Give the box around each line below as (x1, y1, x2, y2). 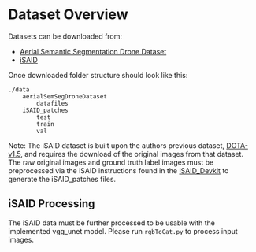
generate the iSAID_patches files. (8, 174, 117, 183)
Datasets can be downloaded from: (8, 31, 123, 41)
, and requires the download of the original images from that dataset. (20, 149, 244, 158)
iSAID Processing (8, 197, 95, 210)
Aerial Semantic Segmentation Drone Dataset (19, 46, 167, 56)
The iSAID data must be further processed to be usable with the (8, 218, 215, 228)
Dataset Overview (8, 6, 128, 24)
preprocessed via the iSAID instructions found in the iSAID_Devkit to (8, 165, 229, 175)
